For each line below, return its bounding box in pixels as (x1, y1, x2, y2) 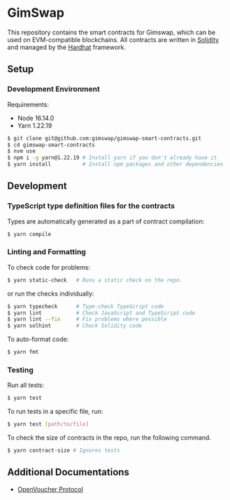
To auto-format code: (7, 335, 69, 344)
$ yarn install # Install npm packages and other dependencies (7, 161, 224, 168)
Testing (7, 366, 34, 375)
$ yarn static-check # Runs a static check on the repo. (7, 277, 183, 284)
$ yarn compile (7, 230, 52, 237)
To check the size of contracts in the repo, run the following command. (7, 433, 212, 442)
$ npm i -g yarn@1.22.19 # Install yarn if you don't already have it (7, 154, 217, 162)
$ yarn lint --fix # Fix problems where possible (7, 316, 168, 323)
